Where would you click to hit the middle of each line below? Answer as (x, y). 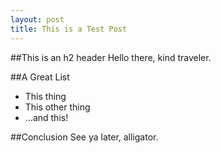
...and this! (46, 117)
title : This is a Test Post (69, 29)
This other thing (57, 107)
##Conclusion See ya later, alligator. (84, 137)
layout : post (37, 19)
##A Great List (40, 77)
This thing (45, 96)
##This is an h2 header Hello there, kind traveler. (111, 57)
